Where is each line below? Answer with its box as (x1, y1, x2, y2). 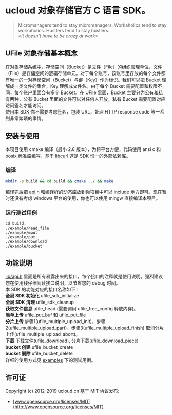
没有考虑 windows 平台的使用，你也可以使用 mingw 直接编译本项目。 (14, 195, 161, 201)
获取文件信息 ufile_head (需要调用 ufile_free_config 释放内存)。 (5, 305, 139, 311)
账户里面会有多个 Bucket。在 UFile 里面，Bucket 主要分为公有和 (23, 89, 159, 96)
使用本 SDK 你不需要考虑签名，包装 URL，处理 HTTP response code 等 (5, 108, 156, 115)
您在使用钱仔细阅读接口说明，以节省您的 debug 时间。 (5, 279, 121, 286)
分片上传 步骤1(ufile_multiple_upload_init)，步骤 (5, 318, 106, 324)
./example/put (5, 235, 36, 240)
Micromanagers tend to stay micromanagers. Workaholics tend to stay (17, 22, 167, 28)
